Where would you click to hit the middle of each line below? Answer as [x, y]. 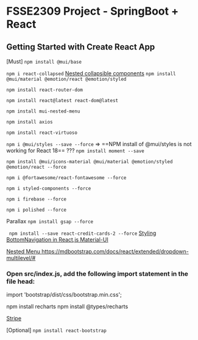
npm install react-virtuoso [42, 133]
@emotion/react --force [37, 167]
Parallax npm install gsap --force [50, 221]
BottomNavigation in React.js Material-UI [57, 239]
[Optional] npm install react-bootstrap [56, 330]
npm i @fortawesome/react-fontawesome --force [66, 178]
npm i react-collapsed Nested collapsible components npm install [91, 73]
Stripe [14, 319]
